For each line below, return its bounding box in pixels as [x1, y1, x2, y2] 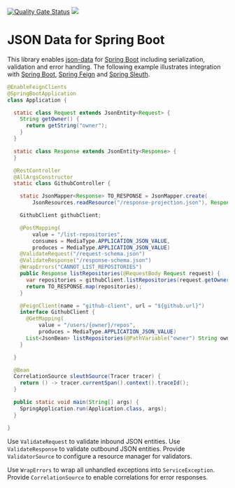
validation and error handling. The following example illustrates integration [7, 62, 221, 71]
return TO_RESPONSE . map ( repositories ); [25, 283, 142, 290]
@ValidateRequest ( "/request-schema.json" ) [20, 251, 145, 258]
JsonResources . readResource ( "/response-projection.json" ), [32, 200, 208, 207]
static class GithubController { [13, 180, 111, 187]
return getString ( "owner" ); [25, 123, 108, 130]
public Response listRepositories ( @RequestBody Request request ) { [20, 270, 220, 277]
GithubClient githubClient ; [20, 212, 101, 219]
